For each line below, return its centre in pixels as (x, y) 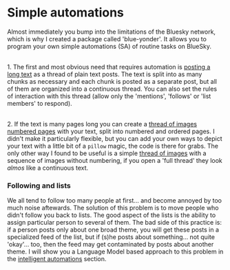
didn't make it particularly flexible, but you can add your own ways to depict (115, 138)
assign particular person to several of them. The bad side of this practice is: (115, 223)
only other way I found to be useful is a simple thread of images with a (107, 153)
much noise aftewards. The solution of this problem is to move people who (113, 208)
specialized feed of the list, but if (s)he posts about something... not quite (111, 237)
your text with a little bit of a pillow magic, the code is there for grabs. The (113, 146)
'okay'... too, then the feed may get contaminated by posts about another (111, 245)
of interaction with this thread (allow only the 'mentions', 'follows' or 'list (109, 96)
